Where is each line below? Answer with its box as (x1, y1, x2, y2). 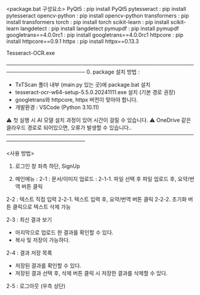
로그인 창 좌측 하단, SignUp (15, 162, 80, 170)
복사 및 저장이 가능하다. (15, 236, 71, 243)
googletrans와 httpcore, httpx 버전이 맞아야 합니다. (15, 96, 138, 103)
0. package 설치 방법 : (86, 68, 140, 75)
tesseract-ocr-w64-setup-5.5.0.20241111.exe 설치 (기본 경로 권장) (15, 89, 176, 95)
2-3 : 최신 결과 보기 (6, 216, 53, 223)
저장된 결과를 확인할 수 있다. (15, 262, 82, 269)
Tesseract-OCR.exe (6, 49, 56, 56)
